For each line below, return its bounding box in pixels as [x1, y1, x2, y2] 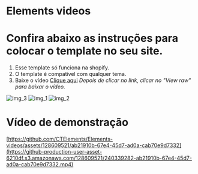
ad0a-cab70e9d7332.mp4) [6, 161, 74, 168]
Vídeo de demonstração [6, 115, 129, 129]
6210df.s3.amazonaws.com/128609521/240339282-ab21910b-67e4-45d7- [6, 154, 192, 162]
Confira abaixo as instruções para [6, 32, 179, 45]
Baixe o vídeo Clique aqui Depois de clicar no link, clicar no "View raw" [14, 77, 191, 84]
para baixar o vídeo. [14, 83, 65, 90]
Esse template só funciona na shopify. [14, 64, 110, 71]
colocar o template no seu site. [6, 44, 163, 58]
